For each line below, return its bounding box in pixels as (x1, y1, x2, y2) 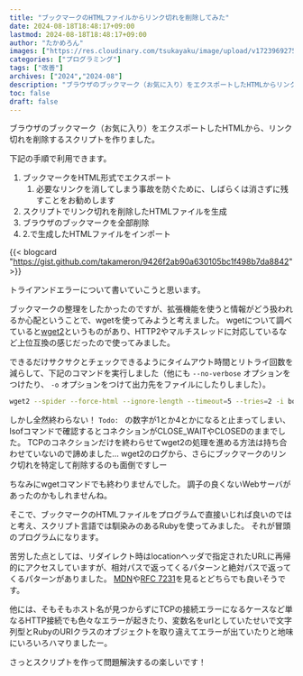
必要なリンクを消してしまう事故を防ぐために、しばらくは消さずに (35, 184, 281, 195)
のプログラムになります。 (9, 532, 104, 543)
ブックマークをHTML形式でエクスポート (22, 172, 172, 183)
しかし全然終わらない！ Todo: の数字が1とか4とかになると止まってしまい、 (9, 415, 291, 425)
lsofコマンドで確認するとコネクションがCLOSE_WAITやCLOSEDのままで (9, 425, 278, 437)
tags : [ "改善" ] (9, 64, 64, 73)
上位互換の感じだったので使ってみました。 (16, 337, 176, 348)
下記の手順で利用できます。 (9, 153, 112, 164)
